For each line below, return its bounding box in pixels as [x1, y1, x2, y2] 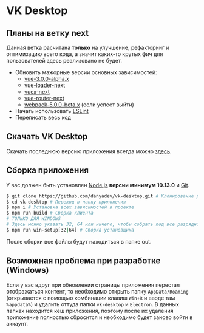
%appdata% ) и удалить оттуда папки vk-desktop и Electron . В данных [6, 300, 179, 307]
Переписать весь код [15, 114, 72, 121]
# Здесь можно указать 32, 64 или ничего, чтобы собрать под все [6, 221, 175, 227]
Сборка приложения [6, 165, 89, 176]
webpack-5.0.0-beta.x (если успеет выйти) [24, 101, 135, 108]
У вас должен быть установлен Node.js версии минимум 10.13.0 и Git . [6, 181, 190, 188]
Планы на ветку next [6, 28, 89, 38]
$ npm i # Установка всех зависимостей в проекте [6, 204, 135, 210]
